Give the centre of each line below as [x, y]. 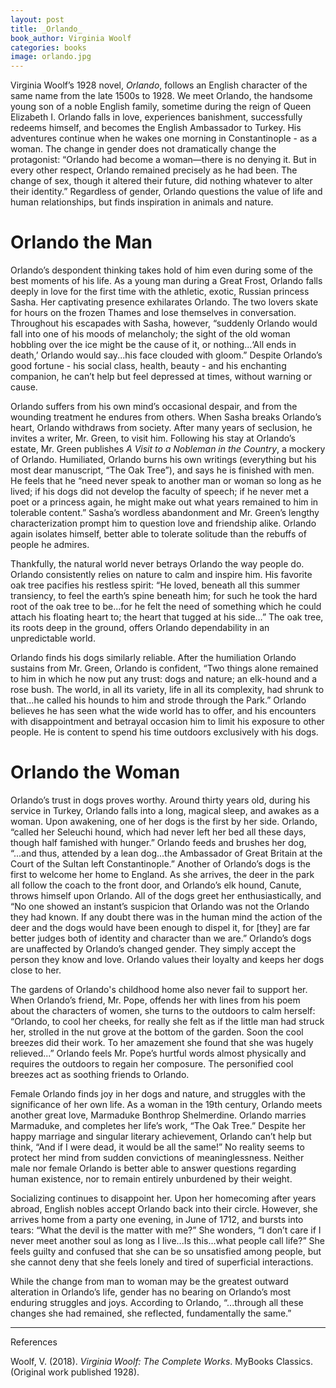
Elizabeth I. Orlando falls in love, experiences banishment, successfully [156, 117]
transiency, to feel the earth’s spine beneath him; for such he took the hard [164, 596]
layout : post [37, 19]
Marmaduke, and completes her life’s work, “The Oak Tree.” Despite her [158, 1125]
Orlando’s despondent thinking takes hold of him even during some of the [161, 270]
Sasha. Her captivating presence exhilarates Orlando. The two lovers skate [164, 302]
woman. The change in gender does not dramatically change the [143, 149]
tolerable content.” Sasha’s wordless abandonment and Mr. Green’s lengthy [165, 513]
